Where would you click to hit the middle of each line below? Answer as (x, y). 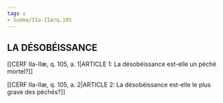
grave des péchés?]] (36, 92)
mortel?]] (20, 71)
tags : (16, 13)
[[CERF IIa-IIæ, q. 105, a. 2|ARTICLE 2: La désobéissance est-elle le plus (109, 85)
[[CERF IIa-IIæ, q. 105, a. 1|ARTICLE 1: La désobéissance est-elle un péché (112, 64)
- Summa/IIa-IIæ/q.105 (39, 20)
